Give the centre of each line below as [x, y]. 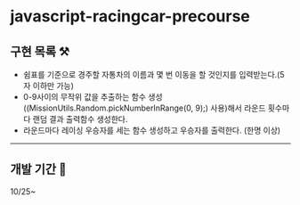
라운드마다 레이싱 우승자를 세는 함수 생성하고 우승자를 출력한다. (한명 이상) [152, 130]
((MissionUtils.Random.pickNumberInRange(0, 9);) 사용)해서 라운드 [144, 108]
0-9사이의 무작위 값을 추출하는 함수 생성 [93, 97]
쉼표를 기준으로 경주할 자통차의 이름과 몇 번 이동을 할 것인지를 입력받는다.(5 [154, 74]
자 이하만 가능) [49, 86]
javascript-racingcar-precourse [130, 16]
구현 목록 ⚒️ [40, 51]
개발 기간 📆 [39, 170]
